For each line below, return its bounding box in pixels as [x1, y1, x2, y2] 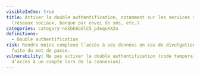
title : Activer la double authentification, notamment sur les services [6, 14, 190, 20]
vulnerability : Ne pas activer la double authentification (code [6, 53, 171, 59]
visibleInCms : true [6, 8, 55, 15]
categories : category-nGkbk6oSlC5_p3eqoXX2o [6, 25, 118, 32]
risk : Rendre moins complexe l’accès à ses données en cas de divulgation [6, 42, 196, 48]
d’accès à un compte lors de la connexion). [11, 58, 124, 64]
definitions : [6, 31, 39, 37]
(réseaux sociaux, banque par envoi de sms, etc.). [11, 20, 143, 26]
